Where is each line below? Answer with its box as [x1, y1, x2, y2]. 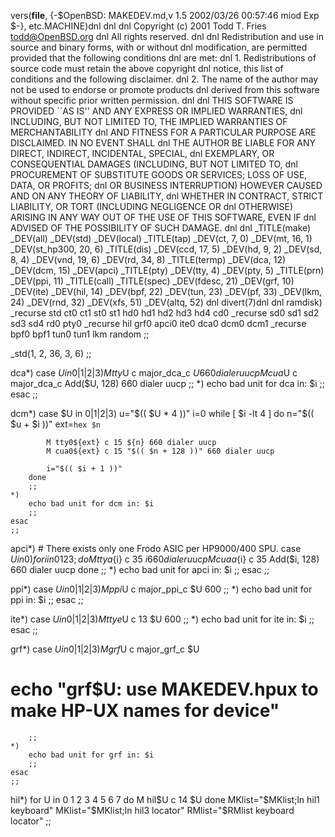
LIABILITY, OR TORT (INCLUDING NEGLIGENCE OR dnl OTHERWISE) [10, 201, 294, 212]
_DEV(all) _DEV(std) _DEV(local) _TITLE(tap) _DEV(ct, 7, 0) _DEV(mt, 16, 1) [10, 233, 313, 244]
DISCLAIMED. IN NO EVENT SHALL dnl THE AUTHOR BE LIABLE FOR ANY [10, 137, 316, 149]
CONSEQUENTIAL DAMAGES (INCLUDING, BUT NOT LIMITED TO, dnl [10, 158, 298, 170]
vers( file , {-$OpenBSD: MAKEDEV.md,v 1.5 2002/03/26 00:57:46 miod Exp [10, 10, 320, 21]
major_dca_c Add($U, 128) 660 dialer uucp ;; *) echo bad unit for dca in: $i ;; [10, 378, 326, 389]
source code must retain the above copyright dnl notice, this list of [10, 63, 284, 74]
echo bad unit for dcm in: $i [28, 499, 155, 509]
